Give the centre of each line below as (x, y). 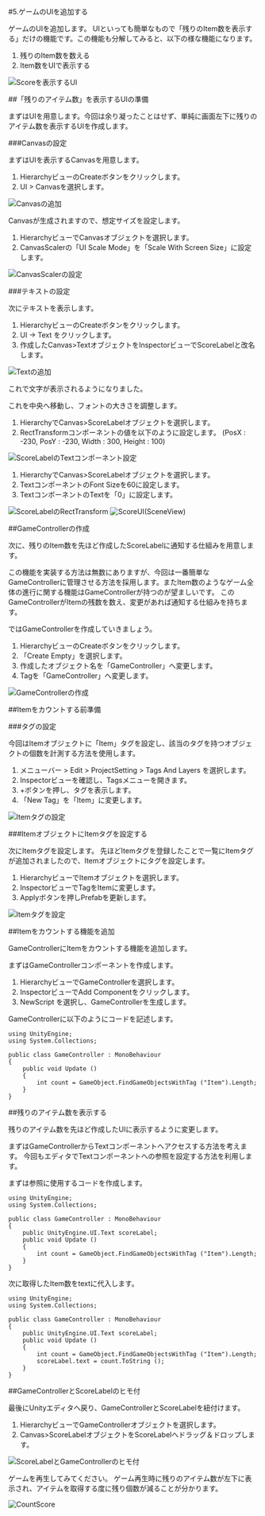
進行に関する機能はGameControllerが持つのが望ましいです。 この (128, 592)
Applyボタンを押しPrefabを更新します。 (85, 897)
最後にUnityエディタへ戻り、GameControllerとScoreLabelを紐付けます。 (127, 1408)
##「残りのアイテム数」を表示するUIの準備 (79, 99)
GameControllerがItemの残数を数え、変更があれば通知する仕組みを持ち (125, 602)
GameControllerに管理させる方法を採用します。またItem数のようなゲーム (128, 582)
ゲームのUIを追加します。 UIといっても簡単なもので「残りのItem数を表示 (127, 29)
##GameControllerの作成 (49, 528)
